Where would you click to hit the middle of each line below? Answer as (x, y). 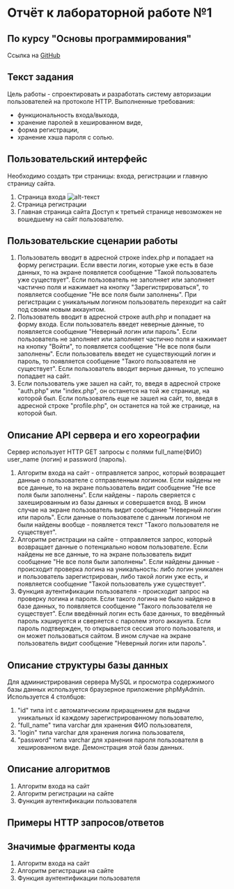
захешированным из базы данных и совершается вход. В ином (111, 503)
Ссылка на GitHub (34, 55)
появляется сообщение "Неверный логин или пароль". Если (107, 332)
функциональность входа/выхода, (68, 115)
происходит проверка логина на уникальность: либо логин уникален (120, 569)
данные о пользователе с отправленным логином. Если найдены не (119, 480)
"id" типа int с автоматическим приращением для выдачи (103, 711)
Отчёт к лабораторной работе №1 (110, 13)
